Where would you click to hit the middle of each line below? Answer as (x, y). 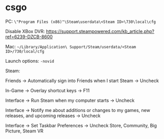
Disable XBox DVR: (25, 31)
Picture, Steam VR (24, 131)
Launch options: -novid (30, 61)
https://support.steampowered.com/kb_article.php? (100, 31)
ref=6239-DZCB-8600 (29, 37)
